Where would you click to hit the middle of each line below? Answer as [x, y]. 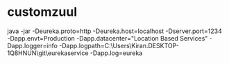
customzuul [42, 12]
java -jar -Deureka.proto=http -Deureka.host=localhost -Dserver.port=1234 [114, 31]
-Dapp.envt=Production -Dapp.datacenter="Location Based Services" [108, 38]
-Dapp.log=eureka [116, 53]
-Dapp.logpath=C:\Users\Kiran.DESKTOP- [119, 45]
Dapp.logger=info [32, 45]
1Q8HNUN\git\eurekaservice [48, 53]
